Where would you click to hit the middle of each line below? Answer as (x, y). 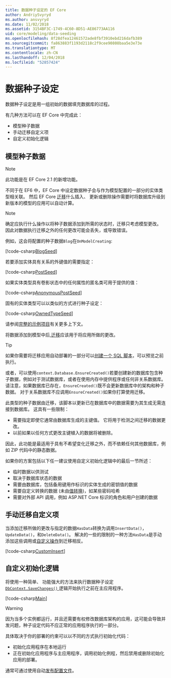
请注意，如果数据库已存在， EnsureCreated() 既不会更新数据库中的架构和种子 (85, 385)
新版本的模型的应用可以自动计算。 (41, 203)
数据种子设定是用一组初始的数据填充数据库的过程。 (59, 104)
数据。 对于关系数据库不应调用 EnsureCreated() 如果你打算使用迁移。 (77, 392)
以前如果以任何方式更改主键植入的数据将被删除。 (64, 433)
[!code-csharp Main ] (26, 598)
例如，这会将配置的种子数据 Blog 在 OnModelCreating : (59, 241)
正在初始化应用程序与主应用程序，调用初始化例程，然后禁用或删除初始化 (88, 653)
